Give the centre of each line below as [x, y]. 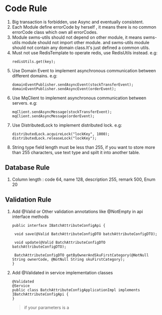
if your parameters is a [46, 307]
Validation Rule [28, 200]
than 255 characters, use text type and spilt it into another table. [76, 152]
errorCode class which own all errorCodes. [55, 32]
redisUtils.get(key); [34, 62]
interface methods [30, 217]
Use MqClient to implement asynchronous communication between [79, 98]
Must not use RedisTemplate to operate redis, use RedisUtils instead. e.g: [85, 53]
